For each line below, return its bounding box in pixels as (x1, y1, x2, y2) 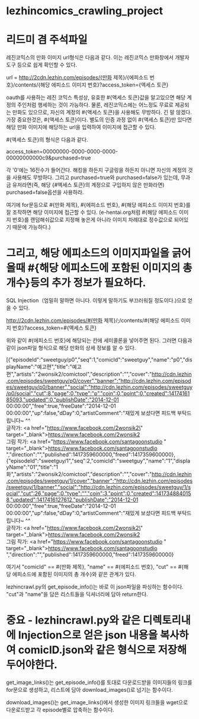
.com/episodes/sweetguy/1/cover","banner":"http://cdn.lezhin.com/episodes (6, 477, 193, 484)
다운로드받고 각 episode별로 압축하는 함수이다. (6, 707, 114, 713)
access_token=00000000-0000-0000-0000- (6, 148, 118, 155)
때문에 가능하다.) (12, 223, 52, 231)
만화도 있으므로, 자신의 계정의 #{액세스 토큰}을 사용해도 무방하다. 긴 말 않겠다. (12, 108, 192, 116)
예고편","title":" (37, 363, 72, 370)
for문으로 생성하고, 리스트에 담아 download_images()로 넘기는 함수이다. (6, 686, 174, 693)
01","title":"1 (29, 464, 58, 471)
